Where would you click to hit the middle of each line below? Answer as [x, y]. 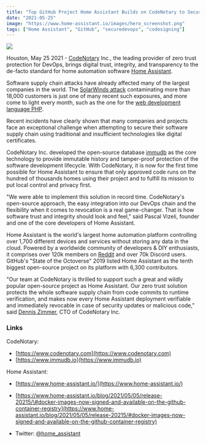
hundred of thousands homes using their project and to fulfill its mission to [100, 179]
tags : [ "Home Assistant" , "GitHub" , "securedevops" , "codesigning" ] [96, 29]
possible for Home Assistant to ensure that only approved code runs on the [101, 172]
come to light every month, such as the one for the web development [93, 102]
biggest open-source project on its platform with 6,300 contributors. [93, 268]
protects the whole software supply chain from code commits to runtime [97, 293]
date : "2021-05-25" [31, 18]
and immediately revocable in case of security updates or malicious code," [101, 306]
